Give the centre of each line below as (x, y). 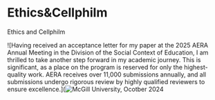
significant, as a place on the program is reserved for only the (95, 67)
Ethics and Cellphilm (36, 32)
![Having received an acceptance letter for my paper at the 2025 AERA (108, 45)
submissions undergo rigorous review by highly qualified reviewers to (106, 81)
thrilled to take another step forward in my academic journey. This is (104, 59)
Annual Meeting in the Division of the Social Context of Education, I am (108, 52)
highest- (196, 67)
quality (17, 74)
